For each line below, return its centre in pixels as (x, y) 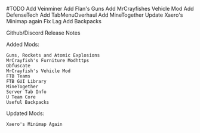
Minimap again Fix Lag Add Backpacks (54, 21)
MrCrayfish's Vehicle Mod (38, 71)
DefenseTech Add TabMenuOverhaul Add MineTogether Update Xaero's (95, 15)
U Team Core (21, 97)
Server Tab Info (26, 92)
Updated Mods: (25, 113)
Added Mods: (23, 44)
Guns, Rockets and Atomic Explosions (53, 55)
